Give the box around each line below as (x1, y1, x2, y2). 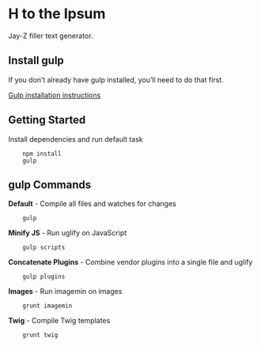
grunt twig (22, 331, 59, 339)
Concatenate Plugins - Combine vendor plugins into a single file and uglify (8, 257, 253, 267)
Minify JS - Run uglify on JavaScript (8, 228, 127, 238)
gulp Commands (8, 177, 92, 191)
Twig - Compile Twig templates (8, 316, 111, 326)
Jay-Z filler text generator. (8, 31, 93, 40)
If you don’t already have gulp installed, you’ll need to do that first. (8, 74, 224, 84)
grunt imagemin (22, 302, 73, 310)
